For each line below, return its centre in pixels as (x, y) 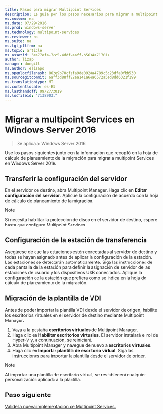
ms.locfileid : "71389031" (31, 95)
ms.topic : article (24, 50)
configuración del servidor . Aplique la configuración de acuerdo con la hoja (82, 196)
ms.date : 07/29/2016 (26, 23)
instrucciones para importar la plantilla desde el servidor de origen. (79, 356)
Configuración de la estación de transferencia (76, 240)
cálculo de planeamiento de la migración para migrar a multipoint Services (80, 158)
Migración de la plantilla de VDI (53, 298)
